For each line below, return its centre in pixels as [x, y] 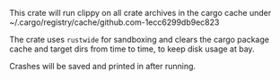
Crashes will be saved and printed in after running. [102, 66]
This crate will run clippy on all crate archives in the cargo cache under [140, 13]
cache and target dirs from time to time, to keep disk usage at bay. [132, 49]
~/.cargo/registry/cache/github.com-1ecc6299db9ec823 [114, 22]
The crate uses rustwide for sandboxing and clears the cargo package [139, 40]
